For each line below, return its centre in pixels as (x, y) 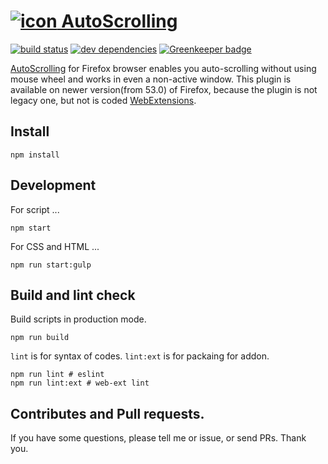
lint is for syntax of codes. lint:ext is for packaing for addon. (140, 356)
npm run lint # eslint (57, 375)
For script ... (35, 209)
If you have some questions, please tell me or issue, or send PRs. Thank (158, 438)
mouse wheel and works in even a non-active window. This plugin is (151, 79)
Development (53, 185)
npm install (35, 155)
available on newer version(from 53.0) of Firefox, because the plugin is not (164, 89)
